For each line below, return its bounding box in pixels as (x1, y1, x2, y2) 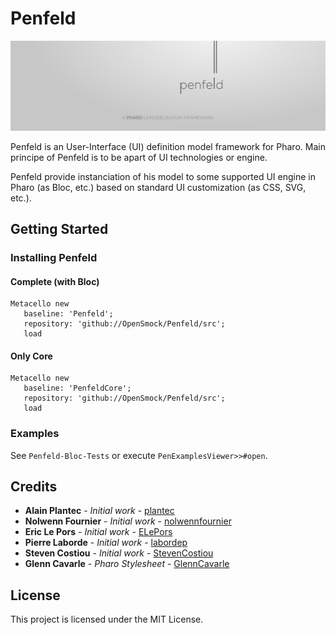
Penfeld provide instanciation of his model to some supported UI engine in (10, 170, 316, 182)
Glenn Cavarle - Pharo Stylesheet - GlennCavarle (24, 558, 230, 570)
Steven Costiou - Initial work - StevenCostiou (24, 547, 214, 559)
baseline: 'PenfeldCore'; (23, 383, 132, 394)
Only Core (10, 350, 53, 362)
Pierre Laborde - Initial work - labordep (24, 537, 188, 549)
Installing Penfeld (10, 250, 98, 264)
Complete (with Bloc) (10, 275, 100, 287)
